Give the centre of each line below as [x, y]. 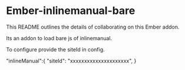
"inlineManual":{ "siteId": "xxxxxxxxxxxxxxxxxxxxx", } [71, 61]
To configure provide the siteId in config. [55, 49]
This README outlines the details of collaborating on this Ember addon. [93, 27]
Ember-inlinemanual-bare [71, 11]
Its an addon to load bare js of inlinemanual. [59, 38]
